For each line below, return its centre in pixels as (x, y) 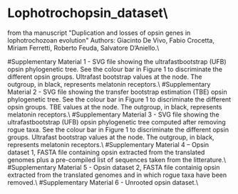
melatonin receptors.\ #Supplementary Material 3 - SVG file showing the (113, 114)
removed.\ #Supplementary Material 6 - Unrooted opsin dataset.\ (103, 182)
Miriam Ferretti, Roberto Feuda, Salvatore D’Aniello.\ (83, 48)
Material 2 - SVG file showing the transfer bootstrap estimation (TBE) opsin (117, 92)
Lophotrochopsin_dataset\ (88, 13)
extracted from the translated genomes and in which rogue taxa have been (117, 175)
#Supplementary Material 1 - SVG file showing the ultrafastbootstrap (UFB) (117, 61)
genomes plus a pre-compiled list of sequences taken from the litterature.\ (117, 160)
